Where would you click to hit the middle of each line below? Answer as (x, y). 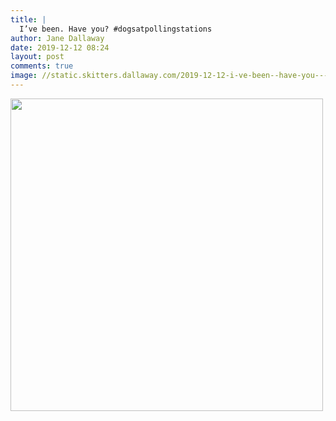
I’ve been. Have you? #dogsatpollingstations (116, 29)
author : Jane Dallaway (57, 38)
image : (24, 76)
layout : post (37, 57)
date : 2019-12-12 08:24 (60, 47)
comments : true (42, 66)
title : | (28, 19)
